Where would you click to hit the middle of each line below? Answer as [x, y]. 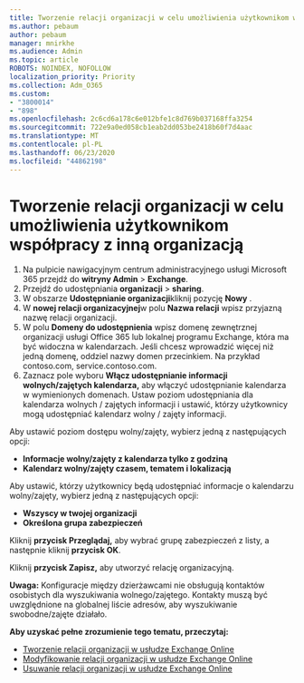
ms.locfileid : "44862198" [58, 161]
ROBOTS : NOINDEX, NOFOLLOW [60, 69]
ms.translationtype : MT [54, 136]
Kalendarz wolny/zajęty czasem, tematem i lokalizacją [127, 469]
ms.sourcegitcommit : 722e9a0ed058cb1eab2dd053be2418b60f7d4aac [131, 128]
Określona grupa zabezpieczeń [82, 523]
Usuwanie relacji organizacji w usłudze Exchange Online [127, 668]
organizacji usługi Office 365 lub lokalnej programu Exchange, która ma [156, 337]
